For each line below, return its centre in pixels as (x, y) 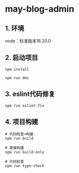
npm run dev (17, 78)
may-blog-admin (39, 9)
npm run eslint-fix (25, 106)
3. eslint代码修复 (30, 94)
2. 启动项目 (22, 58)
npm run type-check (25, 166)
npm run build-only (25, 152)
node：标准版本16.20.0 (28, 41)
